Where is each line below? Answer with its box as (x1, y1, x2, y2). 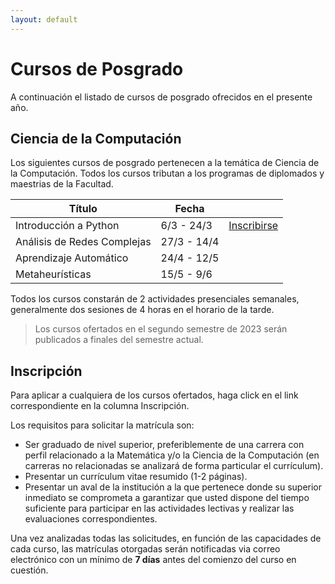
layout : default (10, 14, 78, 25)
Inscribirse (228, 219, 279, 233)
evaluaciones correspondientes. (24, 513, 158, 525)
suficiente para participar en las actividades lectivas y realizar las (24, 502, 295, 515)
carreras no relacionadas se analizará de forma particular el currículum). (24, 460, 324, 472)
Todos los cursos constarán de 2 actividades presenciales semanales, (10, 293, 300, 305)
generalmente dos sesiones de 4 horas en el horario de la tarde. (10, 304, 275, 316)
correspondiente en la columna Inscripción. (10, 400, 190, 412)
